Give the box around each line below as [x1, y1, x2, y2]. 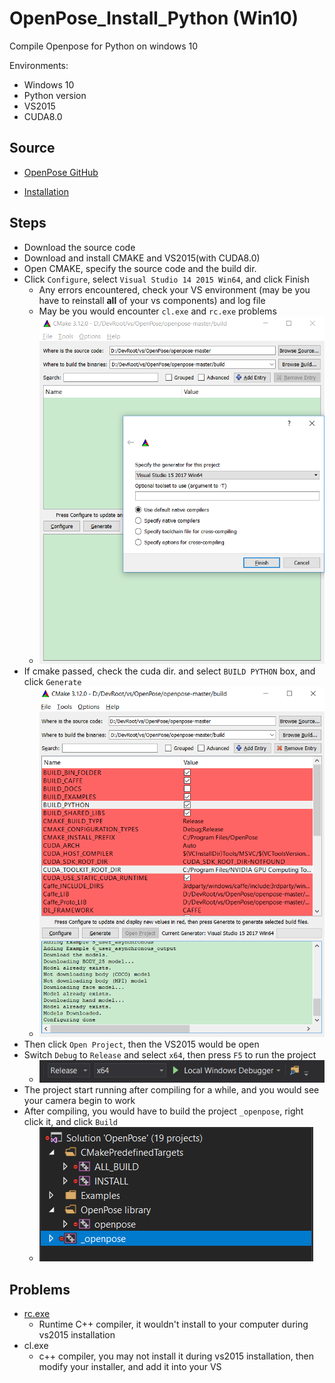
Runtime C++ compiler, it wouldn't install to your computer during [38, 1318, 309, 1331]
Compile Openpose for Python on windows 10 [9, 40, 199, 52]
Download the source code [23, 241, 136, 253]
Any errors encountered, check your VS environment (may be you [38, 283, 311, 296]
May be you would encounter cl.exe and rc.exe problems [38, 305, 277, 317]
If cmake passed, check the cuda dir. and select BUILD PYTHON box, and [23, 665, 316, 677]
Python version [23, 89, 87, 101]
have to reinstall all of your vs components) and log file [38, 294, 266, 306]
